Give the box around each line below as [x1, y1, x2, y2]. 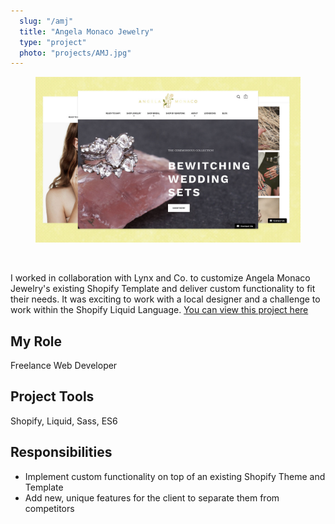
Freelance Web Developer [10, 360, 118, 372]
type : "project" [19, 37, 87, 47]
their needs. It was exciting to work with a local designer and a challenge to [10, 293, 321, 305]
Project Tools [10, 388, 95, 405]
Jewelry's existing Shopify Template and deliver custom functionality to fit [10, 283, 316, 295]
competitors [24, 502, 75, 514]
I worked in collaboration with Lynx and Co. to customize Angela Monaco [10, 272, 311, 284]
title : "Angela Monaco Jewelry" [19, 26, 155, 37]
